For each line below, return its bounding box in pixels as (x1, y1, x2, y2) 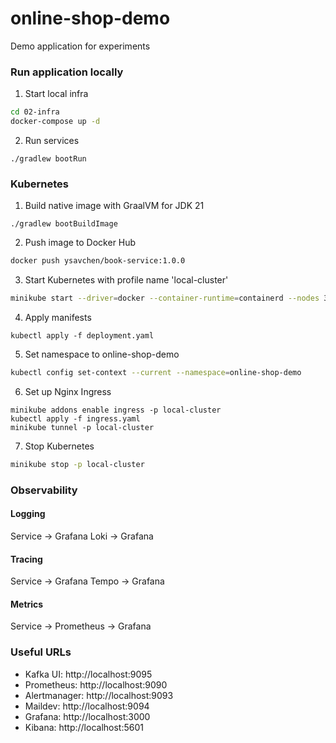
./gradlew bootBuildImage (10, 219, 118, 229)
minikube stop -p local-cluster (10, 459, 145, 469)
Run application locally (10, 65, 124, 79)
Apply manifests (24, 312, 92, 324)
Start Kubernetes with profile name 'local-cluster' (24, 274, 229, 286)
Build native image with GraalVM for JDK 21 (24, 200, 205, 212)
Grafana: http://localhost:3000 (24, 710, 151, 722)
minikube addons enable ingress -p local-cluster (10, 405, 222, 415)
